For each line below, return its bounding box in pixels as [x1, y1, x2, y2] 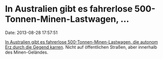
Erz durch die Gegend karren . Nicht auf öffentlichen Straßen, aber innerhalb [5, 44, 157, 50]
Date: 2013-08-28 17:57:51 [5, 29, 58, 35]
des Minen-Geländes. [5, 49, 49, 55]
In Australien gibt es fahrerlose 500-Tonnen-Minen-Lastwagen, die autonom [5, 39, 158, 44]
